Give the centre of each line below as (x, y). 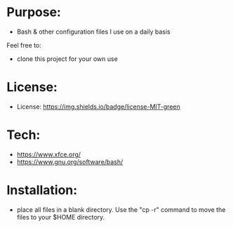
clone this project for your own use (67, 59)
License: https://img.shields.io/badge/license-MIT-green (98, 107)
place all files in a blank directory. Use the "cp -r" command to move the (121, 209)
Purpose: (34, 12)
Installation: (42, 190)
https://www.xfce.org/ (49, 154)
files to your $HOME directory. (61, 217)
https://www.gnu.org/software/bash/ (70, 161)
